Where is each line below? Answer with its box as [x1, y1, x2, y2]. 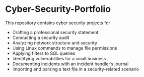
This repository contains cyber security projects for [5, 20, 110, 26]
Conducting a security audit [12, 35, 70, 40]
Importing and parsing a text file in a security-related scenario [12, 66, 139, 72]
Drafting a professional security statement [12, 29, 99, 35]
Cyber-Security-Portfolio [5, 3, 111, 15]
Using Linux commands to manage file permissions [12, 45, 118, 51]
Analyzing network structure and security [12, 39, 98, 45]
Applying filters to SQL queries [12, 50, 75, 56]
